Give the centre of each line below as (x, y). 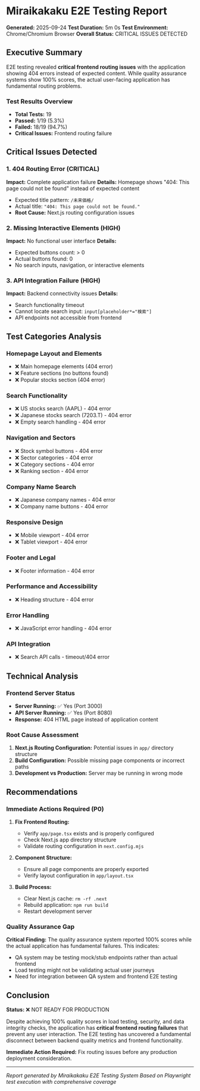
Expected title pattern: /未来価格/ (54, 200)
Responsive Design (35, 522)
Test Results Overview (40, 101)
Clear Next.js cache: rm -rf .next (65, 899)
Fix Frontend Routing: (42, 822)
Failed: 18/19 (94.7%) (41, 127)
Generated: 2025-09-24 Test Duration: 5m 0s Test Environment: (87, 27)
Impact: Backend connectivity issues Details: (62, 294)
